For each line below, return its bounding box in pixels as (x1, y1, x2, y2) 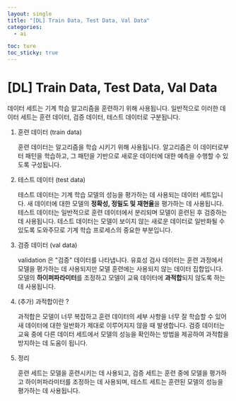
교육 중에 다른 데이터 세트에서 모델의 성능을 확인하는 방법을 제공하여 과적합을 (17, 330, 230, 338)
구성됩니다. (30, 160, 61, 169)
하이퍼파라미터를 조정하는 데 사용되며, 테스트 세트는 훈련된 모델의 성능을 (25, 377, 224, 385)
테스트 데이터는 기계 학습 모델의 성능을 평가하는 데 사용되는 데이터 (17, 190, 199, 198)
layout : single (7, 10, 52, 18)
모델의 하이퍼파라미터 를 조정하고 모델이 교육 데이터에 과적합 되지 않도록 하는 (17, 273, 226, 282)
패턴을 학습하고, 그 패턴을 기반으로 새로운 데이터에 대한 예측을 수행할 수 (25, 151, 221, 160)
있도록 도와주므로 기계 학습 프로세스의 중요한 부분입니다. (17, 225, 173, 234)
